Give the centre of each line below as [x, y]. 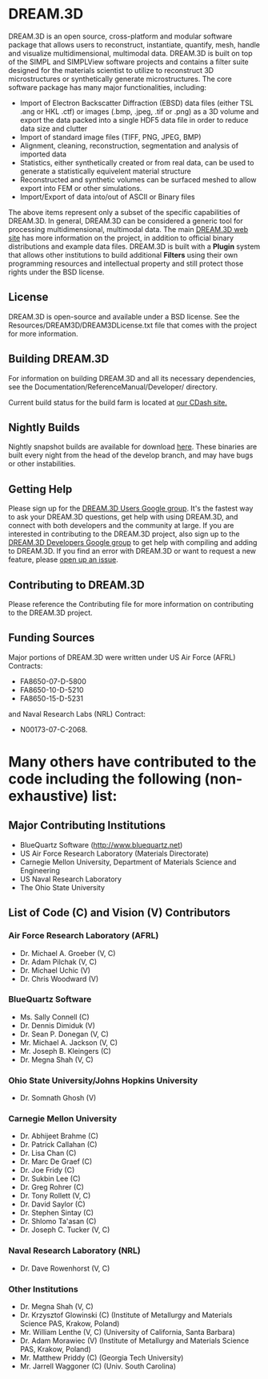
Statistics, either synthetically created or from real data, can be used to [137, 162]
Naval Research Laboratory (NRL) [75, 1251]
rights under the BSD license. [56, 272]
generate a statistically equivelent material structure [106, 171]
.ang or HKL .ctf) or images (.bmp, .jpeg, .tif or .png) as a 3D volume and [139, 111]
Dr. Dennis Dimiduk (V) [58, 1025]
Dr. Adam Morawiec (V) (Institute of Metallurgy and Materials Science [134, 1340]
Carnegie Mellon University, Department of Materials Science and [128, 862]
